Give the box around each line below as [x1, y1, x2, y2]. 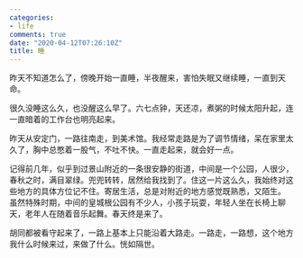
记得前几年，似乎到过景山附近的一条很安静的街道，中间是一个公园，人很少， [9, 164, 294, 174]
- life [9, 22, 34, 31]
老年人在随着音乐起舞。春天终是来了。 [24, 209, 168, 219]
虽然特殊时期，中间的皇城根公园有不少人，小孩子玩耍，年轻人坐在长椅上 [9, 197, 278, 208]
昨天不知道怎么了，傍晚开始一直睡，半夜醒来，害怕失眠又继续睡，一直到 [9, 73, 278, 84]
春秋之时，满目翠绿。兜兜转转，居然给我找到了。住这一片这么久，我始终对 [9, 174, 286, 185]
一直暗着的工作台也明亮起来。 [9, 114, 120, 125]
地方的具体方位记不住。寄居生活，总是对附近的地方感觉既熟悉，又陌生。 [16, 186, 286, 197]
